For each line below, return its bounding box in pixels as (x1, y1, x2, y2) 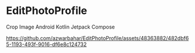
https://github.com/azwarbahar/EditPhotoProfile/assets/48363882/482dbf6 (6, 34, 189, 41)
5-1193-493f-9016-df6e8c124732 (6, 41, 87, 48)
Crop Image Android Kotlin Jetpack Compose (6, 23, 115, 30)
